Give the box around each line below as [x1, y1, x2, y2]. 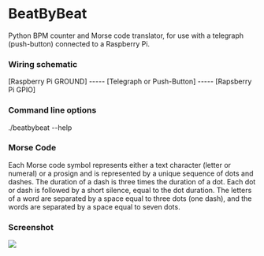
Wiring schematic [8, 58, 78, 69]
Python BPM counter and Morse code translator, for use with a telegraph [8, 31, 244, 40]
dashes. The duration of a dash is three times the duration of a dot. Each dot [8, 176, 256, 186]
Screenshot [8, 221, 54, 232]
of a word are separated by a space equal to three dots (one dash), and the [8, 194, 252, 203]
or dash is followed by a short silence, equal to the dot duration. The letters [8, 185, 252, 195]
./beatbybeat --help [8, 123, 73, 132]
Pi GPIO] [8, 85, 36, 95]
